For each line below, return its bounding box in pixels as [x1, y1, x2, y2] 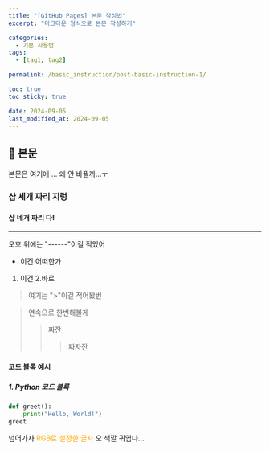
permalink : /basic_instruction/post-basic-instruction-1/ [8, 71, 207, 79]
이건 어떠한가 [19, 256, 62, 266]
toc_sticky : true [8, 92, 67, 100]
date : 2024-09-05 [8, 107, 67, 115]
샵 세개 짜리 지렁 [8, 191, 67, 202]
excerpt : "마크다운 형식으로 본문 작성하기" [8, 19, 137, 27]
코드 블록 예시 [8, 362, 51, 371]
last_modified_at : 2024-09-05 [8, 114, 110, 123]
